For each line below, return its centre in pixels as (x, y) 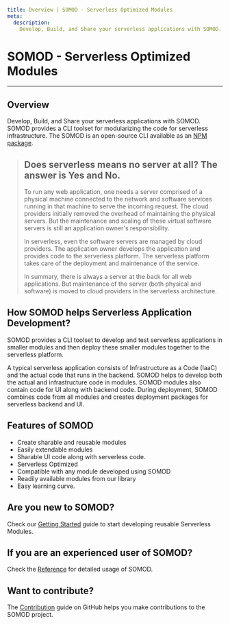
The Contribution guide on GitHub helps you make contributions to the (106, 607)
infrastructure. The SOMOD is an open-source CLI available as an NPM (107, 136)
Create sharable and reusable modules (72, 442)
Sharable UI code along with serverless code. (81, 456)
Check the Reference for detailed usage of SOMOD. (80, 569)
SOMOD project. (30, 615)
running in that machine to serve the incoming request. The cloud (116, 206)
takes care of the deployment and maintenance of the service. (112, 263)
